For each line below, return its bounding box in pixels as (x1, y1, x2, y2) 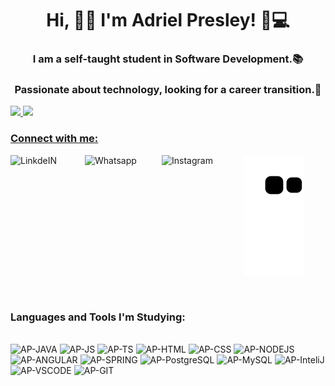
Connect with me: (10, 132, 99, 146)
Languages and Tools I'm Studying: (10, 310, 186, 324)
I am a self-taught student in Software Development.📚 (32, 52, 304, 66)
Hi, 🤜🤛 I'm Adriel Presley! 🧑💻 (46, 9, 290, 32)
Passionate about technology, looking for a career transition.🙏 (14, 83, 322, 97)
